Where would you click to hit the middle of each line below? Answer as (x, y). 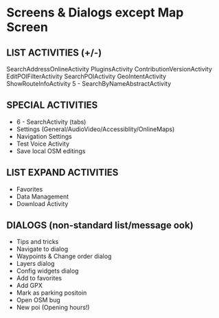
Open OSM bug (38, 300)
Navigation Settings (44, 136)
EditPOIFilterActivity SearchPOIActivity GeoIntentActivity (86, 76)
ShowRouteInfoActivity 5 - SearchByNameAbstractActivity (89, 83)
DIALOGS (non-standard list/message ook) (100, 226)
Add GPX (29, 286)
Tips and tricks (37, 242)
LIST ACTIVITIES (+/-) (54, 53)
